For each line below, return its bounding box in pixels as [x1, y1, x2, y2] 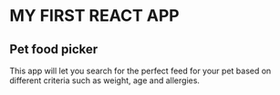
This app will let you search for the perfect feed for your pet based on [9, 65, 272, 76]
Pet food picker [9, 42, 99, 57]
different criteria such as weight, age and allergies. [9, 75, 201, 86]
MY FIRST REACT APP [9, 5, 180, 26]
